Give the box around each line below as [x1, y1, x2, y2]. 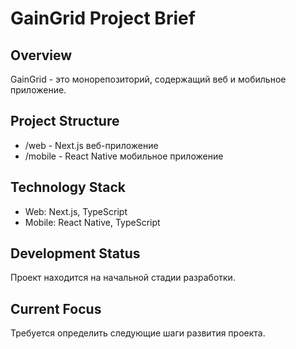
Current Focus [10, 300, 102, 317]
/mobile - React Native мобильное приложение [24, 150, 224, 162]
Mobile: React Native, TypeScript [24, 216, 161, 228]
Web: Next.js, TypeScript [24, 205, 128, 217]
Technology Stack [10, 179, 126, 196]
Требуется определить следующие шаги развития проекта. [10, 327, 266, 339]
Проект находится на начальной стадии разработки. [10, 272, 236, 284]
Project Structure [10, 113, 120, 130]
